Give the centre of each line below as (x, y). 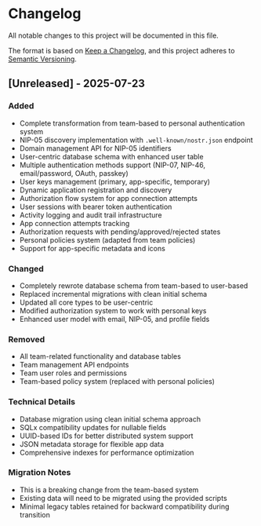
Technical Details (42, 402)
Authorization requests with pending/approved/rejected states (120, 232)
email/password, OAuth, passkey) (74, 173)
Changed (26, 268)
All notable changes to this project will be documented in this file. (114, 35)
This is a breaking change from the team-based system (109, 489)
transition (35, 514)
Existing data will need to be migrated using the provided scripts (123, 498)
